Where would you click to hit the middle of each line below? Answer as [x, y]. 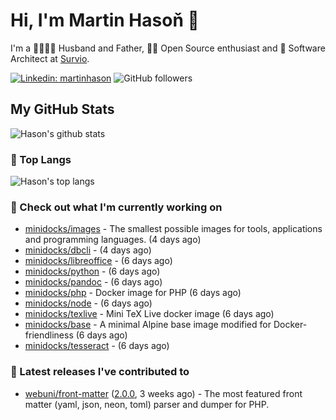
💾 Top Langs [41, 159]
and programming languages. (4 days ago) [113, 240]
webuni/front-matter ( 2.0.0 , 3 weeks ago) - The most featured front [163, 393]
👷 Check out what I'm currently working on [116, 207]
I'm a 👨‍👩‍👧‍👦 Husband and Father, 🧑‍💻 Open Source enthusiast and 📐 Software [168, 48]
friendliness [49, 335]
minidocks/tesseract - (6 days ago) [97, 346]
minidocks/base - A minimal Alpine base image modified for [148, 325]
